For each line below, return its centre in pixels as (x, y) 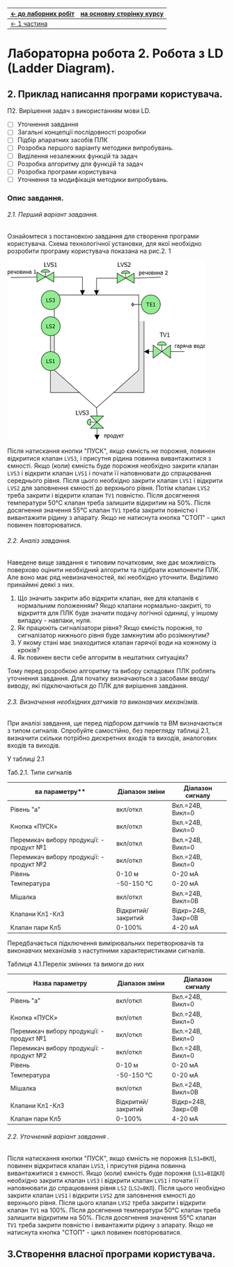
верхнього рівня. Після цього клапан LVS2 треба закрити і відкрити (107, 1202)
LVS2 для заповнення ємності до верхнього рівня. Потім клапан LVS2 (109, 488)
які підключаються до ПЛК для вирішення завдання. (110, 686)
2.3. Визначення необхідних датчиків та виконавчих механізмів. (103, 702)
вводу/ (199, 678)
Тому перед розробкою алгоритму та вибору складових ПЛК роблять (111, 671)
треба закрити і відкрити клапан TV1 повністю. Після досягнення (103, 495)
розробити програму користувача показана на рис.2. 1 (89, 251)
